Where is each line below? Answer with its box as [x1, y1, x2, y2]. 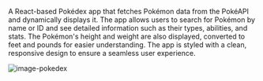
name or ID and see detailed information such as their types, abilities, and [8, 24, 248, 32]
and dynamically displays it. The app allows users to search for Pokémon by [8, 15, 255, 24]
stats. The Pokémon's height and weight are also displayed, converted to [8, 31, 246, 41]
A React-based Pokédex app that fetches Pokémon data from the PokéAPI [8, 7, 250, 16]
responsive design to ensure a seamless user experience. [8, 49, 196, 57]
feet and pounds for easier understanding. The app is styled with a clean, [8, 40, 247, 50]
